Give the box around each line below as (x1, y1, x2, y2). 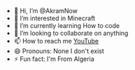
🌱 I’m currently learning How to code (13, 22, 120, 29)
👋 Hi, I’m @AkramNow (13, 7, 78, 15)
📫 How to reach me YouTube (13, 37, 99, 45)
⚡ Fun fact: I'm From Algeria (13, 55, 94, 63)
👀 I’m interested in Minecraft (13, 14, 96, 22)
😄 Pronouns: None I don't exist (13, 47, 105, 55)
